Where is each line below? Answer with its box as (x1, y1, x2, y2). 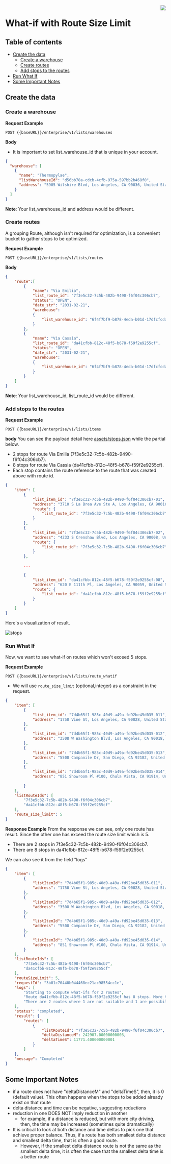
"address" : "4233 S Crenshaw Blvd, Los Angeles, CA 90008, (32, 535, 160, 540)
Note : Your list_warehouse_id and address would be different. (5, 206, 135, 212)
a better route (20, 1154, 49, 1160)
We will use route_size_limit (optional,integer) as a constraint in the (12, 683, 157, 689)
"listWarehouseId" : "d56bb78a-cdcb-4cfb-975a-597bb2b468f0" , (18, 178, 152, 183)
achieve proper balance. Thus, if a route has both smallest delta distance (12, 1132, 166, 1138)
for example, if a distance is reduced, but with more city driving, (20, 1115, 155, 1122)
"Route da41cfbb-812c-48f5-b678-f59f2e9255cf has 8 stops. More (23, 995, 163, 1000)
